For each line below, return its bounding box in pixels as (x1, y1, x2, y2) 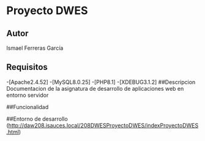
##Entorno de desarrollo (6, 115, 69, 123)
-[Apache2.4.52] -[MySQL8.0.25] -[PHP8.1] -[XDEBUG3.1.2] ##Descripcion (6, 78, 196, 86)
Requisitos (6, 62, 48, 72)
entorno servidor (6, 91, 49, 99)
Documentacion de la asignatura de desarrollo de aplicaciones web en (6, 85, 184, 92)
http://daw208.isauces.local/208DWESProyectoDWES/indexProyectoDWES (8, 121, 199, 129)
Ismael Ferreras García (6, 44, 64, 51)
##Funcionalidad (6, 103, 49, 110)
